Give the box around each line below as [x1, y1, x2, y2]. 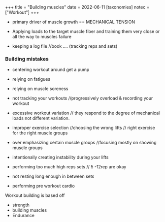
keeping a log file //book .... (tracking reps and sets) [12, 43, 118, 49]
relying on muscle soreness [12, 86, 68, 92]
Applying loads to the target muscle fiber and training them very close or [12, 29, 160, 34]
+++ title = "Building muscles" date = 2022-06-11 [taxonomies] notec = [5, 4, 150, 10]
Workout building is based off [5, 192, 65, 198]
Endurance [12, 213, 34, 219]
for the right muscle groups [12, 130, 68, 136]
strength [12, 202, 30, 208]
